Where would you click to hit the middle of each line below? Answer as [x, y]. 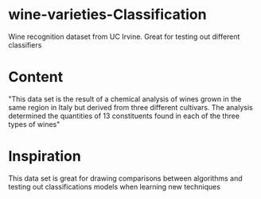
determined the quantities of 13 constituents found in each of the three [124, 116]
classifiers [25, 44]
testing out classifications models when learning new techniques [115, 186]
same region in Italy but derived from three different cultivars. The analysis [130, 107]
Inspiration [45, 157]
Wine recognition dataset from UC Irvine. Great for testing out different [124, 36]
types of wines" [34, 124]
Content [36, 77]
